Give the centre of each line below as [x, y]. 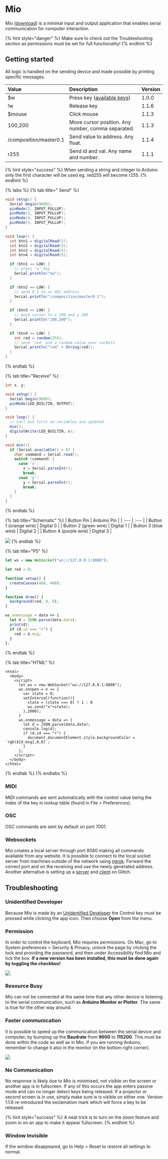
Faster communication [33, 1020]
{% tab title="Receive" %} [32, 376]
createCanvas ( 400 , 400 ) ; [35, 583]
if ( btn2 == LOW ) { [30, 287]
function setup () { [25, 578]
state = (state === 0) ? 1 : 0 [60, 703]
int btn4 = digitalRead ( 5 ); [39, 255]
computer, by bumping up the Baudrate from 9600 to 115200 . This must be [83, 1037]
